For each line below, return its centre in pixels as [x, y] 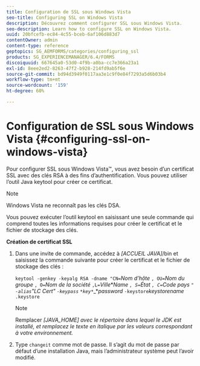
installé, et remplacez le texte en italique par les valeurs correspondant [104, 326]
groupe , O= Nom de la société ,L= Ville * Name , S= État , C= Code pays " [105, 284]
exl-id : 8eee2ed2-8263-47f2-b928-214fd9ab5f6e [66, 68]
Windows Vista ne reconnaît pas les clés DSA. [63, 205]
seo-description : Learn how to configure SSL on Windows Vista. [89, 29]
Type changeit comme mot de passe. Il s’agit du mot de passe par [97, 344]
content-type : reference [37, 46]
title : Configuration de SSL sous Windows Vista [69, 12]
